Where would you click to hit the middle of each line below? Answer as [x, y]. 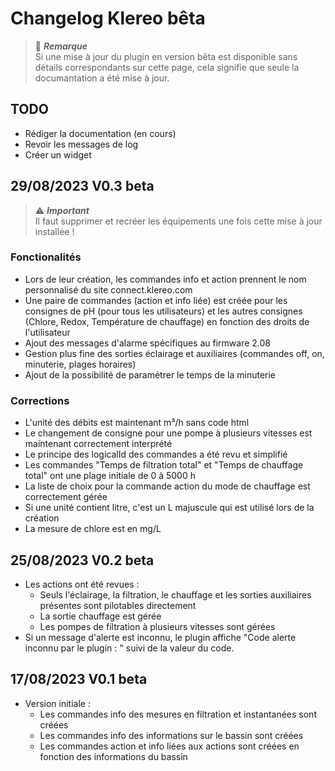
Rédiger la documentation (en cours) [100, 133]
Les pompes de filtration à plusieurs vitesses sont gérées [157, 626]
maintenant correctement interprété [98, 444]
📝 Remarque [61, 46]
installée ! [54, 231]
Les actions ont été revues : [82, 584]
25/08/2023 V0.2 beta [82, 560]
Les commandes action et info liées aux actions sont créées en [169, 746]
